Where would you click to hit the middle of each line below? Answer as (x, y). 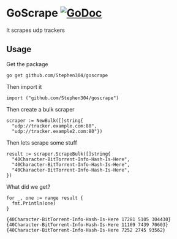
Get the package (27, 64)
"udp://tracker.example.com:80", (55, 126)
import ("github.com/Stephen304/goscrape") (63, 98)
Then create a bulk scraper (40, 109)
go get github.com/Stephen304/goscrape (57, 75)
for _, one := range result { (45, 198)
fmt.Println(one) (34, 203)
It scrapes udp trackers (36, 30)
